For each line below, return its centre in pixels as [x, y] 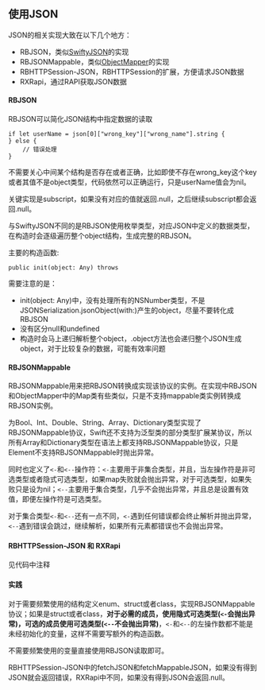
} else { [23, 141]
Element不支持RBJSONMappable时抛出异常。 [83, 452]
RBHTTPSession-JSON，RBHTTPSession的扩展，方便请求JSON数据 [132, 72]
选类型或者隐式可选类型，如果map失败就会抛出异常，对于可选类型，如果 [127, 479]
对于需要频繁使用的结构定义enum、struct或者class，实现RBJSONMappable [132, 603]
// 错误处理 [40, 149]
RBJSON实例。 [33, 406]
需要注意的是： [33, 284]
